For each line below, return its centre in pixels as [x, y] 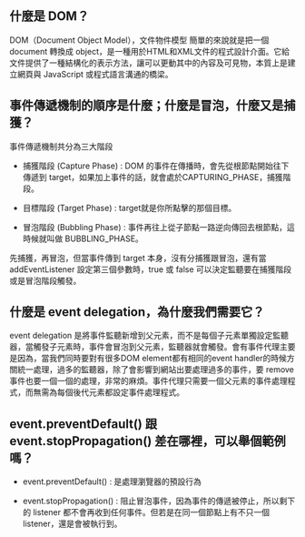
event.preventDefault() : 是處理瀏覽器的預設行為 [112, 481]
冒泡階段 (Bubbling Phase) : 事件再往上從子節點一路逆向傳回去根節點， [155, 227]
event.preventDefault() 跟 [83, 424]
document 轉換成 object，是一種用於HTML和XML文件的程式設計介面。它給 [150, 51]
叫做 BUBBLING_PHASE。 [95, 238]
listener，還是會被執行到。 [72, 524]
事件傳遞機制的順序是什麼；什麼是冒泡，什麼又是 [147, 106]
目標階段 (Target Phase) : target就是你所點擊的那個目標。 [129, 208]
